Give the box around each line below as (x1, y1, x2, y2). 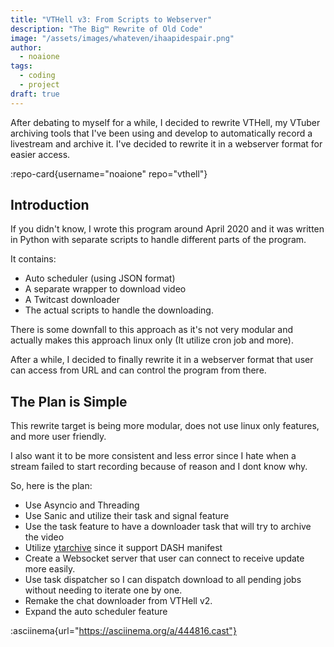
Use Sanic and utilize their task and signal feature (24, 510, 230, 522)
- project (19, 80, 60, 90)
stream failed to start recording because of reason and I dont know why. (10, 461, 308, 473)
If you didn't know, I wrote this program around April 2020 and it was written (10, 223, 325, 235)
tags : (10, 61, 33, 71)
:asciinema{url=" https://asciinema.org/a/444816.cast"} (10, 625, 237, 637)
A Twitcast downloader (24, 294, 120, 306)
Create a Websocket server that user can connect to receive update (24, 552, 305, 565)
